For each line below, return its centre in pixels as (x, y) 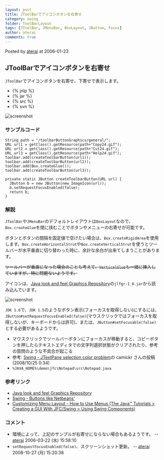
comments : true (21, 38)
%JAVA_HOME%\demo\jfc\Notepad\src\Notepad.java (62, 369)
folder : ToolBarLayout (28, 23)
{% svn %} (23, 106)
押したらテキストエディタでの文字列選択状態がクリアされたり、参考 (89, 345)
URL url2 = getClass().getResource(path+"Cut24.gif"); (62, 149)
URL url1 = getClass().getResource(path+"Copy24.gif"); (63, 144)
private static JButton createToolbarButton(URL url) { (63, 179)
